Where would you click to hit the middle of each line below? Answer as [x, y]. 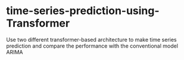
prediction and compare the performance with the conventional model [92, 46]
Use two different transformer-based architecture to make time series [91, 39]
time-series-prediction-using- [83, 11]
